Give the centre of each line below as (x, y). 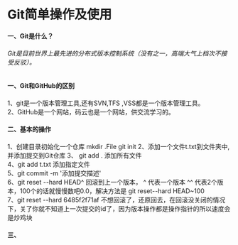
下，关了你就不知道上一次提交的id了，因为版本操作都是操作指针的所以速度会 (119, 208)
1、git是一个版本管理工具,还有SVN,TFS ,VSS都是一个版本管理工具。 (106, 103)
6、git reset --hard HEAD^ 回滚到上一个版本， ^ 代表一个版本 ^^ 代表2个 (113, 182)
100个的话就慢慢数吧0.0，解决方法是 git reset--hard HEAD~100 (112, 191)
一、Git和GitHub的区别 (41, 85)
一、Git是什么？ (31, 36)
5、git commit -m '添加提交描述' (54, 173)
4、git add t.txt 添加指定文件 (49, 164)
